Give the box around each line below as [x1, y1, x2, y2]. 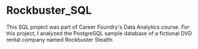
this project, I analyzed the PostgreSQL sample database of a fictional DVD [6, 29, 192, 36]
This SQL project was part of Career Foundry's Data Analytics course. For [6, 23, 190, 30]
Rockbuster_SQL [6, 4, 92, 17]
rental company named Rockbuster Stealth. [6, 36, 114, 43]
